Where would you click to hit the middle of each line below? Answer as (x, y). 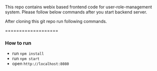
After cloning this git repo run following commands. (56, 21)
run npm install (28, 53)
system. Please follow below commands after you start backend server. (76, 12)
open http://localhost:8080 (40, 64)
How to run (18, 43)
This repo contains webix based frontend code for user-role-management (78, 7)
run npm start (26, 59)
